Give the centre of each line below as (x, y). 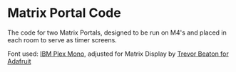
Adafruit (19, 61)
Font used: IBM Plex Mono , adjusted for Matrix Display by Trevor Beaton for (118, 54)
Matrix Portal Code (64, 13)
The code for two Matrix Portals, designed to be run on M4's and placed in (117, 32)
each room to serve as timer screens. (62, 40)
